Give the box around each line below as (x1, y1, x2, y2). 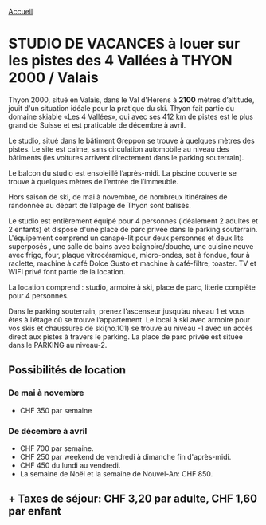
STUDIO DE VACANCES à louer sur (8, 35, 241, 53)
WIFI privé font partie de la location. (8, 266, 126, 276)
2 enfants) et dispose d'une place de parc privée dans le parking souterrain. (8, 224, 258, 234)
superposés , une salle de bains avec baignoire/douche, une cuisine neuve (8, 241, 254, 251)
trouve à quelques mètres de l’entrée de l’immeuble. (8, 176, 179, 186)
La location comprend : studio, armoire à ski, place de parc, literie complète (8, 282, 256, 292)
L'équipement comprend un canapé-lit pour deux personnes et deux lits (8, 233, 244, 243)
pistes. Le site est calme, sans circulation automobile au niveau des (8, 144, 229, 154)
